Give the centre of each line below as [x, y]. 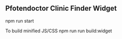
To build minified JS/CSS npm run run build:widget [59, 31]
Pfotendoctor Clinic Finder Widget [61, 8]
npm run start [20, 21]
